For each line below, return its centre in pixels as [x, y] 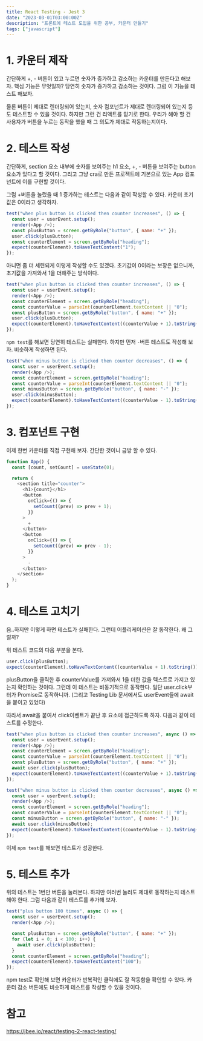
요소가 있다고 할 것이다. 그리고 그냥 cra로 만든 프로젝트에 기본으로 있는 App [95, 174]
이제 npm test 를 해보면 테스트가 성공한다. [55, 848]
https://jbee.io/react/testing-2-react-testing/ [61, 1031]
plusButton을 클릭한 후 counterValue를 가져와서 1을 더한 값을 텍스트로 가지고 [98, 679]
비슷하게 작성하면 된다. [41, 350]
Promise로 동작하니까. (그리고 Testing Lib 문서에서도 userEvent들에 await [105, 694]
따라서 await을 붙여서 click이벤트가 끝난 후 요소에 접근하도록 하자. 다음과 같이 [98, 715]
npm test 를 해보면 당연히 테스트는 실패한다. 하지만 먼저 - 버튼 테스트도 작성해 [97, 342]
